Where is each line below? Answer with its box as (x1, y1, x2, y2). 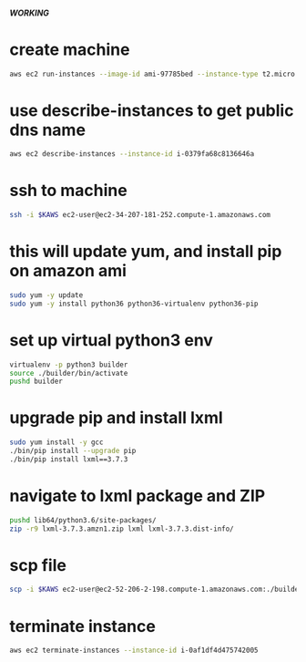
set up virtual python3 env (9, 329, 214, 350)
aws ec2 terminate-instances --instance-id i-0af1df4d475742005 (9, 646, 259, 656)
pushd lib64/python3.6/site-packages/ (9, 515, 157, 524)
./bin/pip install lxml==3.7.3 (9, 454, 128, 464)
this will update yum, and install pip (9, 242, 282, 262)
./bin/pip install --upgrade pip (9, 447, 137, 456)
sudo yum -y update (9, 290, 84, 300)
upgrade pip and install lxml (9, 408, 223, 429)
